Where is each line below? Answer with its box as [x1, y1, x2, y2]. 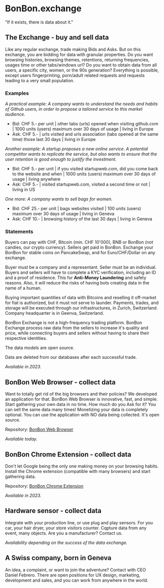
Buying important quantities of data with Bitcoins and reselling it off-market [5, 295, 157, 301]
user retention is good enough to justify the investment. [5, 156, 117, 162]
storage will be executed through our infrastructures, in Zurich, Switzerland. [5, 305, 158, 311]
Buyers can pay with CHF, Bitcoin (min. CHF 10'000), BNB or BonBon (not [5, 239, 153, 245]
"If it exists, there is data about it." [5, 19, 73, 25]
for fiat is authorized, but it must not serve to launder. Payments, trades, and [5, 300, 159, 306]
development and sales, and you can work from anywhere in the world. [5, 577, 148, 583]
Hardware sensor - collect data [5, 507, 102, 515]
